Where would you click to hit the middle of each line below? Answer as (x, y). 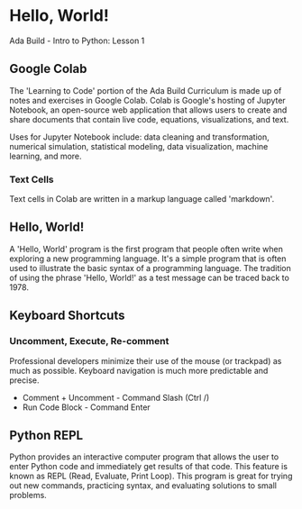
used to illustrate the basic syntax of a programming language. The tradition (150, 268)
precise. (24, 380)
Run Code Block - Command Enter (86, 407)
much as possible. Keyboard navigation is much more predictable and (139, 370)
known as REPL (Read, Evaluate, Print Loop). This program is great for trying (151, 476)
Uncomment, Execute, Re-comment (89, 341)
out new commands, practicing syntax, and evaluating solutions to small (143, 486)
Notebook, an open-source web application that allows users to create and (148, 110)
